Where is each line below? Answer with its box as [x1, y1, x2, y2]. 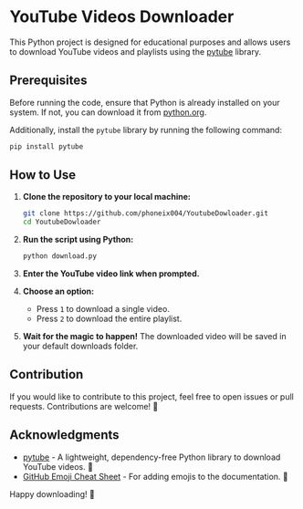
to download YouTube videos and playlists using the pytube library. [9, 46, 262, 57]
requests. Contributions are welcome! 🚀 [9, 400, 159, 411]
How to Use [9, 167, 77, 183]
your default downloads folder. [22, 340, 139, 352]
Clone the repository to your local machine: [22, 192, 192, 203]
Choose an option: [22, 286, 95, 297]
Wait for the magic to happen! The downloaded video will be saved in [22, 331, 287, 342]
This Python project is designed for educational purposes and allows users [9, 36, 291, 47]
